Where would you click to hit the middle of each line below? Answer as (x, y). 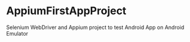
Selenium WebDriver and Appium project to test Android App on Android (95, 27)
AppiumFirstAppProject (66, 11)
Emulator (17, 33)
